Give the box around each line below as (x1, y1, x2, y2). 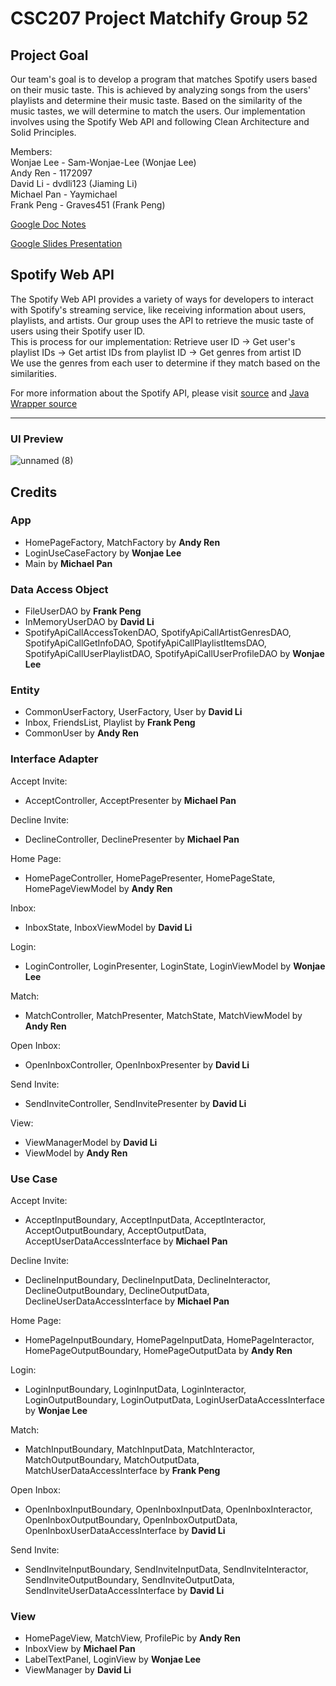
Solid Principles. (10, 127, 77, 138)
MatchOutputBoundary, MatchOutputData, (24, 1453, 200, 1466)
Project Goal (10, 47, 89, 64)
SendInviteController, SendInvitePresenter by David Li (24, 1097, 247, 1109)
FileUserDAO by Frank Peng (24, 605, 142, 617)
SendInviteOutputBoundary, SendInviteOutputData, (24, 1573, 235, 1586)
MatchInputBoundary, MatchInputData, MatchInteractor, (24, 1443, 256, 1455)
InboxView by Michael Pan (24, 1643, 136, 1655)
